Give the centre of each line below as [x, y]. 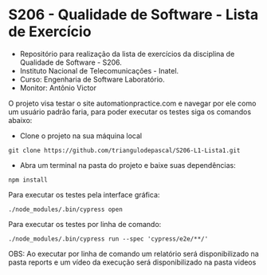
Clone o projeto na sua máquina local [80, 136]
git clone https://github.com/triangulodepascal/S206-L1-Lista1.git [124, 150]
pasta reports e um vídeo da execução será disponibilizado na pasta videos [132, 262]
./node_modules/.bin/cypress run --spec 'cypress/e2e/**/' [108, 239]
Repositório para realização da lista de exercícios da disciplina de [127, 54]
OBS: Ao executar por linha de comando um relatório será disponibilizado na [133, 253]
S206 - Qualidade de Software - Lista [133, 15]
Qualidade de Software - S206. [71, 62]
